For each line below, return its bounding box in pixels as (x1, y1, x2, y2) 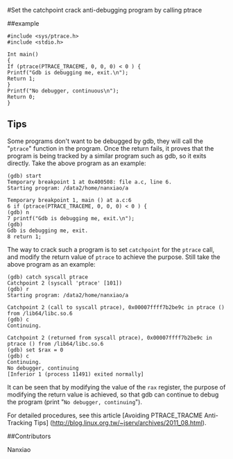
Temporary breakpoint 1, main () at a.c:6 (7, 197, 132, 203)
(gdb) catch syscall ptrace (7, 274, 89, 281)
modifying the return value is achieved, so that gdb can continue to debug (7, 390, 219, 399)
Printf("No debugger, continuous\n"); (7, 87, 119, 94)
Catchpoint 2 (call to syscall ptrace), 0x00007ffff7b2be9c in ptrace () (7, 303, 225, 311)
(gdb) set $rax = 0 (7, 347, 64, 353)
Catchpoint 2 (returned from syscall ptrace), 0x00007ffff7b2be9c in (7, 334, 213, 341)
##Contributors (7, 432, 51, 440)
